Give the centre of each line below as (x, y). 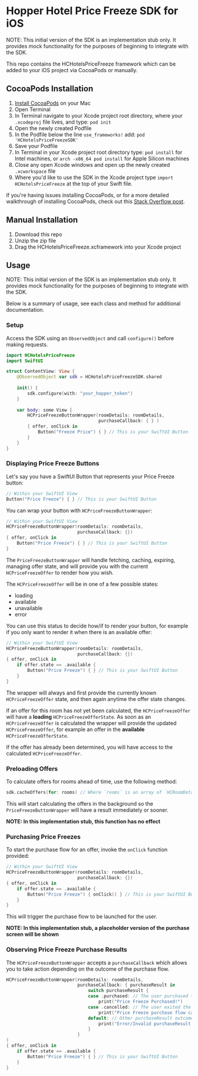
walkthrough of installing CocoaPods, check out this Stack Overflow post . (95, 201)
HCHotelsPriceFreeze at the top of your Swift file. (73, 183)
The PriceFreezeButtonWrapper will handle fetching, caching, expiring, (91, 560)
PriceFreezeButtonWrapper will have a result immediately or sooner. (88, 810)
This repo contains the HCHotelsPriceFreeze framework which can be (91, 64)
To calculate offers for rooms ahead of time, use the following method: (92, 781)
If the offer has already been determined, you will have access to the (89, 747)
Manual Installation (42, 220)
